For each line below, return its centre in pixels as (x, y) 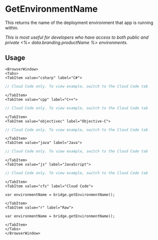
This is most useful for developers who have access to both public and (77, 37)
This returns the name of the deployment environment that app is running (79, 23)
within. (12, 27)
